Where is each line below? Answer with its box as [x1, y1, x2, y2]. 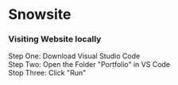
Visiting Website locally [8, 34, 102, 45]
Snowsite [8, 6, 72, 24]
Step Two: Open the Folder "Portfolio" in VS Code [8, 60, 171, 69]
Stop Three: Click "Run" [8, 68, 87, 78]
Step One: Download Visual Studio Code [8, 51, 141, 61]
